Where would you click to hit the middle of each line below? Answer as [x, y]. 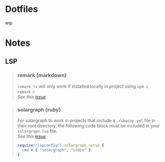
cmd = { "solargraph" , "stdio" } [56, 150]
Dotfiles [22, 9]
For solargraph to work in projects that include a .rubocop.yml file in [86, 121]
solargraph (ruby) [39, 109]
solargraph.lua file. [37, 131]
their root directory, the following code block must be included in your [88, 126]
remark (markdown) [42, 76]
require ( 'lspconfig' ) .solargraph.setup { [61, 146]
